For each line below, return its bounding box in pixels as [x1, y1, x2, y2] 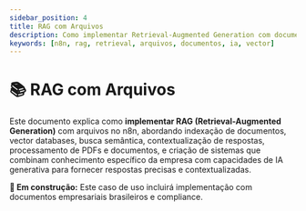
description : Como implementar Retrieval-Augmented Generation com [9, 30, 271, 39]
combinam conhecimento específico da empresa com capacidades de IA [9, 155, 284, 166]
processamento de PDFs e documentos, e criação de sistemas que [9, 145, 261, 156]
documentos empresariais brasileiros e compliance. [9, 192, 203, 203]
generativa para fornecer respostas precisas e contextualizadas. [9, 165, 252, 176]
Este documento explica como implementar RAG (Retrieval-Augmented [9, 116, 282, 127]
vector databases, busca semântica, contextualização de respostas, [9, 136, 266, 146]
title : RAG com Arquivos [9, 22, 104, 31]
